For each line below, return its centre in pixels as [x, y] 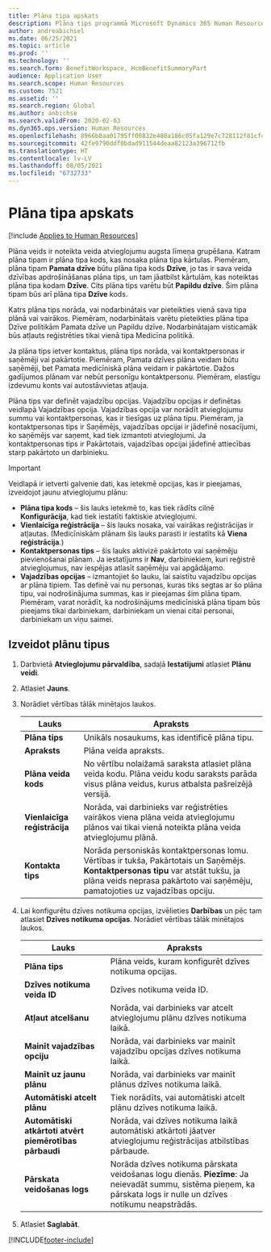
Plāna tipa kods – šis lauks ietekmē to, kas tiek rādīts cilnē [117, 507]
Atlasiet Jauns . [45, 688]
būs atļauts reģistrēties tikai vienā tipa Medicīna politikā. [102, 335]
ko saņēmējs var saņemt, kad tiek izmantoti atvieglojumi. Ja [107, 435]
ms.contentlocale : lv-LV [50, 158]
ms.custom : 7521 [35, 91]
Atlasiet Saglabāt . [50, 1224]
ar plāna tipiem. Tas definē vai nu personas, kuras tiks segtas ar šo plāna [141, 585]
